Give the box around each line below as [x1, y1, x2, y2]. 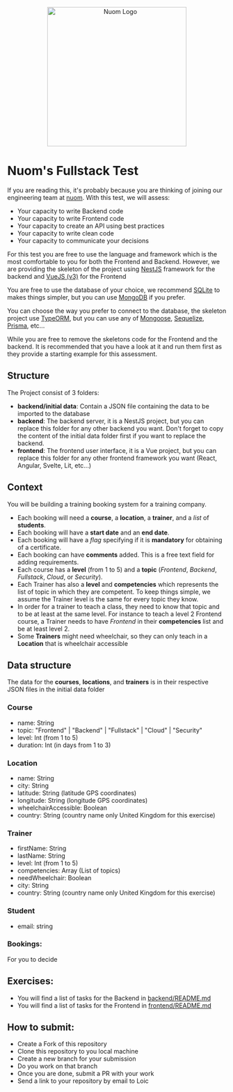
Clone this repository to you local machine [17, 1047, 139, 1056]
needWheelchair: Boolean [17, 874, 92, 882]
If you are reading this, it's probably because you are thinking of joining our [7, 185, 223, 194]
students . [17, 521, 47, 529]
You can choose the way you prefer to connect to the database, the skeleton [7, 307, 227, 315]
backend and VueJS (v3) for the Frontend [7, 272, 127, 280]
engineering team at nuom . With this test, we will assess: [7, 193, 170, 201]
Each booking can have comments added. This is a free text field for [17, 551, 215, 559]
